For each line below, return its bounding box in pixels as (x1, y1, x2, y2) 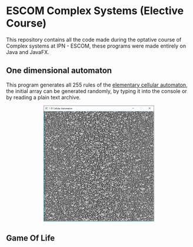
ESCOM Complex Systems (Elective (6, 4, 184, 18)
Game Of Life (6, 233, 55, 243)
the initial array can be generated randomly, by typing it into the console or (6, 87, 187, 95)
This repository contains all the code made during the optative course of (6, 36, 182, 43)
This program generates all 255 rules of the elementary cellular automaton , (6, 81, 188, 88)
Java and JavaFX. (6, 48, 50, 55)
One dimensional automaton (6, 66, 112, 76)
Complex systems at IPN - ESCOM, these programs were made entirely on (6, 42, 187, 49)
